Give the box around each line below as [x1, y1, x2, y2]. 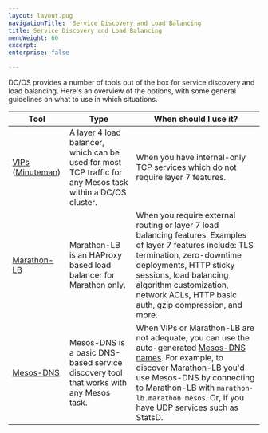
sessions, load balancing [136, 270, 229, 280]
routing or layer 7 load [136, 220, 219, 230]
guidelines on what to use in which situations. [8, 95, 158, 104]
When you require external [136, 210, 236, 220]
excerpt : [8, 41, 37, 49]
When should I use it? [153, 113, 238, 124]
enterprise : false [8, 49, 69, 57]
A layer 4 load [69, 127, 121, 138]
